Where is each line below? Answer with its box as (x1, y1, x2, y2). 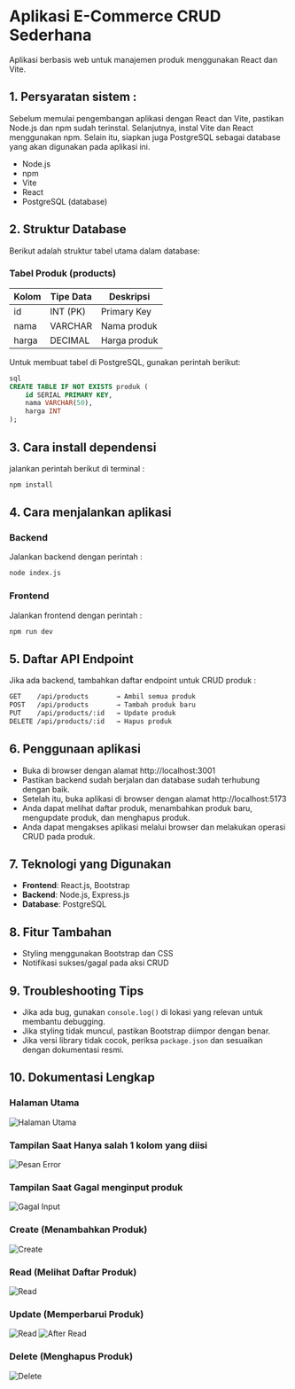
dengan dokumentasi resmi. (21, 1044, 124, 1056)
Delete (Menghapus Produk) (9, 1350, 134, 1362)
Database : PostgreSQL (21, 899, 107, 909)
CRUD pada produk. (21, 831, 96, 841)
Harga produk (100, 334, 159, 347)
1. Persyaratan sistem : (9, 90, 137, 105)
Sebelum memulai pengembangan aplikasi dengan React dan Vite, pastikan (9, 113, 284, 123)
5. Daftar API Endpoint (9, 652, 135, 667)
